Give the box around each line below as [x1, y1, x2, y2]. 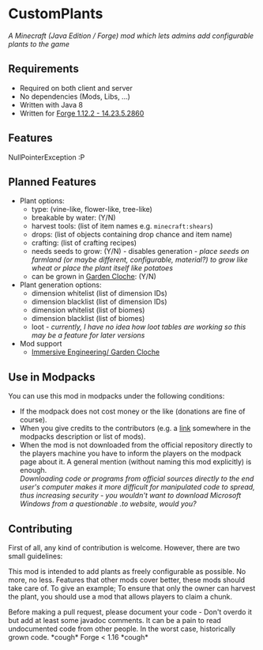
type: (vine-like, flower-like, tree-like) [31, 205, 152, 214]
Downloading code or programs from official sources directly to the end [19, 474, 254, 483]
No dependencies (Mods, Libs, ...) [19, 92, 130, 101]
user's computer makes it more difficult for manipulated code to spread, [19, 482, 255, 492]
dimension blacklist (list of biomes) [31, 314, 145, 323]
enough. [19, 466, 47, 475]
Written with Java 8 [19, 100, 83, 109]
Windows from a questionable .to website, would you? [19, 499, 197, 508]
